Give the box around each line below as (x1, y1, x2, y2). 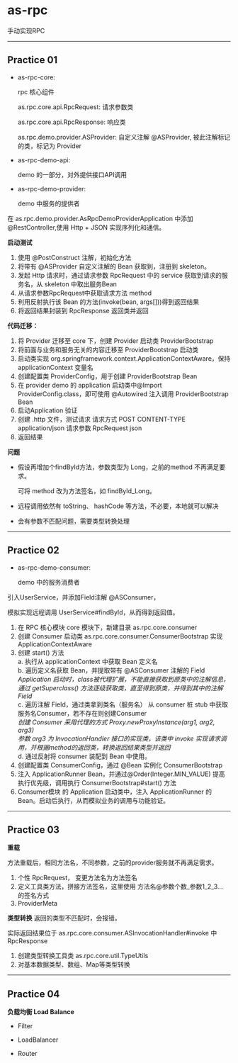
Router (17, 1050, 38, 1058)
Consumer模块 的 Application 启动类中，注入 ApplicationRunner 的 (17, 787, 212, 796)
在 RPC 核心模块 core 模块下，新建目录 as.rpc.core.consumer (17, 623, 198, 631)
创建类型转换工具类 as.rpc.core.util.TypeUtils (17, 952, 149, 960)
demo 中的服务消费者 (17, 578, 80, 586)
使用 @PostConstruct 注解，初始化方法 (17, 253, 132, 261)
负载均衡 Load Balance (7, 1008, 74, 1016)
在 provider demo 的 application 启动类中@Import (17, 381, 162, 389)
